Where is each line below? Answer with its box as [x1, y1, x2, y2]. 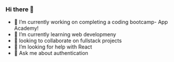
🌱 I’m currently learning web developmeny [13, 31, 117, 38]
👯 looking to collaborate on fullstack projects [13, 37, 122, 44]
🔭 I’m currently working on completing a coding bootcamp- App [13, 19, 168, 26]
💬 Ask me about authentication [13, 50, 88, 57]
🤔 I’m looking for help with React [13, 43, 93, 50]
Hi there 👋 [5, 5, 35, 13]
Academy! [13, 25, 39, 32]
